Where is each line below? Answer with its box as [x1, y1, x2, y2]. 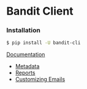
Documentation [6, 51, 45, 59]
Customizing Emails [15, 76, 66, 83]
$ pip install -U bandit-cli [6, 40, 81, 46]
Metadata [15, 63, 40, 70]
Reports [15, 69, 36, 77]
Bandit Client [6, 4, 74, 18]
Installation [6, 26, 41, 35]
